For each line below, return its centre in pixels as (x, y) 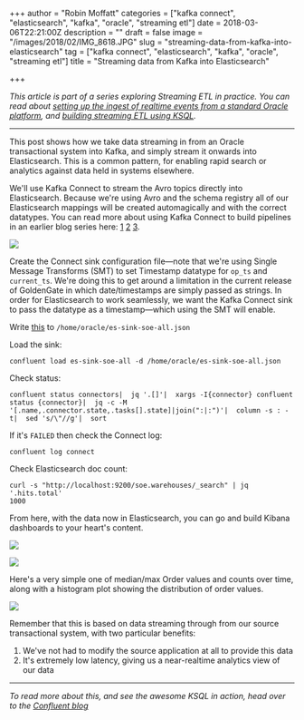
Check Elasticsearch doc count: (69, 469)
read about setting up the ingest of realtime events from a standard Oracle (149, 106)
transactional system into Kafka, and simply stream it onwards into (133, 151)
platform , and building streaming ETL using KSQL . (103, 116)
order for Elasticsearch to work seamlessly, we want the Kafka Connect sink (151, 300)
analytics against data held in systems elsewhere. (102, 170)
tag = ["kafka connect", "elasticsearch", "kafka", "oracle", (171, 52)
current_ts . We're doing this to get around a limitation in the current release (151, 281)
